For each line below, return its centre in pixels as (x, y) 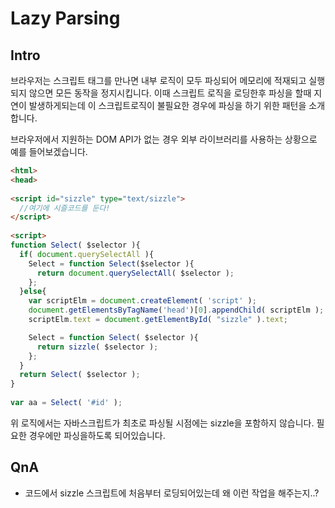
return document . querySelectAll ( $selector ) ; (135, 273)
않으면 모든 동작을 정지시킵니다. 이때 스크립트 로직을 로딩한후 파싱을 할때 (170, 93)
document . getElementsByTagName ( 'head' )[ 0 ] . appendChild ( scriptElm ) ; (176, 310)
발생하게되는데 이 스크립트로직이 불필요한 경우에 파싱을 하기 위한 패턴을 (167, 105)
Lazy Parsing (65, 18)
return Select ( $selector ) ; (80, 375)
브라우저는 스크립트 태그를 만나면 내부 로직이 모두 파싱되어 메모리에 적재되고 (158, 80)
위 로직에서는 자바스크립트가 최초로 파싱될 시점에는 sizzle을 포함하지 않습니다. (162, 423)
